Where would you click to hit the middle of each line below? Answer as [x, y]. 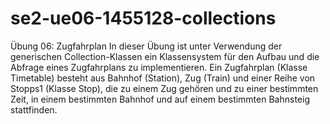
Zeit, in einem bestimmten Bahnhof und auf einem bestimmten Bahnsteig [160, 99]
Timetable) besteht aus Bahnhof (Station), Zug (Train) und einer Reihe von [163, 78]
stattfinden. [34, 109]
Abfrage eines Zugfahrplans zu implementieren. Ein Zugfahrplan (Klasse [159, 67]
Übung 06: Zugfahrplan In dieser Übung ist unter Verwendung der [146, 46]
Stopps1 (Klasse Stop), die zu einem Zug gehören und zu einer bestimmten [164, 88]
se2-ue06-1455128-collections [143, 18]
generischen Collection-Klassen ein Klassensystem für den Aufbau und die [165, 56]
